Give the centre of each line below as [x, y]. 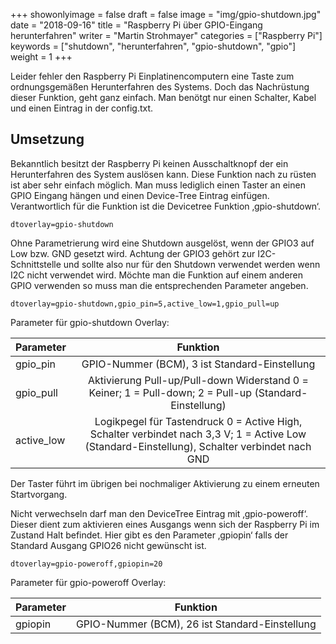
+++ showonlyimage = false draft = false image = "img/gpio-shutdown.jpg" [166, 14]
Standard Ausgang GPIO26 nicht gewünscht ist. [108, 545]
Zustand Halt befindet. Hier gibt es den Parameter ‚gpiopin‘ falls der [149, 535]
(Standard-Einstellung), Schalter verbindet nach [198, 446]
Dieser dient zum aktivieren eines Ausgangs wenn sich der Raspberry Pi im [165, 524]
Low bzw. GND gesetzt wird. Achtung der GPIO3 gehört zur [133, 253]
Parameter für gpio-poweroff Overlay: [88, 582]
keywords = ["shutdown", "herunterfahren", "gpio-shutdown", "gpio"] [153, 46]
